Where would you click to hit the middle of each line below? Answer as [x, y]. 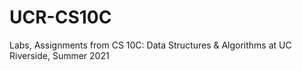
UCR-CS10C [60, 17]
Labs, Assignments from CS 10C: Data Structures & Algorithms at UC [150, 45]
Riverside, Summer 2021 [59, 55]
